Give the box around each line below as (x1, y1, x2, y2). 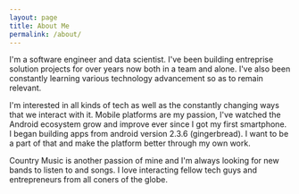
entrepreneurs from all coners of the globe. (9, 174, 168, 185)
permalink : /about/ (9, 30, 82, 38)
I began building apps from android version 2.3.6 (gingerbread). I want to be (9, 129, 289, 139)
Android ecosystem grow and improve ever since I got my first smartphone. (9, 119, 287, 130)
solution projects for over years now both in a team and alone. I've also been (9, 63, 291, 74)
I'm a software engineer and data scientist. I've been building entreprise (9, 55, 274, 65)
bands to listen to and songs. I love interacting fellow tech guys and (9, 164, 257, 175)
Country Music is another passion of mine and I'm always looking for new (9, 156, 279, 166)
